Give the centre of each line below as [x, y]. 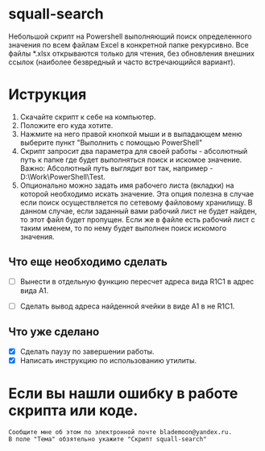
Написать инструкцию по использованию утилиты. [108, 360]
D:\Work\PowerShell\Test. [63, 176]
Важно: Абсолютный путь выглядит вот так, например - [116, 168]
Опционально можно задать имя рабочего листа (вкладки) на [127, 185]
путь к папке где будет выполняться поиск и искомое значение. [131, 159]
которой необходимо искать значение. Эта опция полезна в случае [137, 193]
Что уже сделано [54, 332]
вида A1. [34, 290]
